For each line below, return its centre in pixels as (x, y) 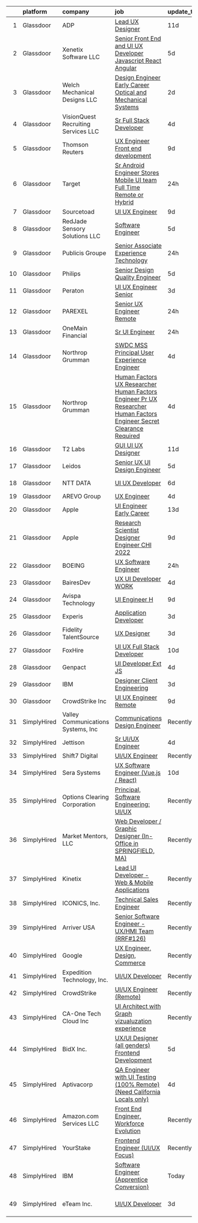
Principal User (134, 352)
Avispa (72, 596)
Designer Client (136, 680)
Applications (132, 890)
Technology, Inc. (85, 980)
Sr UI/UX (127, 739)
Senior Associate (138, 246)
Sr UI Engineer (135, 332)
